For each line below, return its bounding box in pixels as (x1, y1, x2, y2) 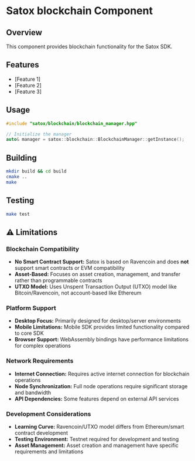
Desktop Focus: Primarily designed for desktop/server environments (14, 317, 182, 324)
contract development (14, 429, 69, 436)
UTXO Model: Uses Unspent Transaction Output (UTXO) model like (14, 283, 177, 290)
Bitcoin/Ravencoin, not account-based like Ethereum (14, 289, 142, 297)
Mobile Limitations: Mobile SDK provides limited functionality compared (14, 324, 189, 331)
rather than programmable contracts (14, 277, 102, 284)
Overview (6, 28, 43, 38)
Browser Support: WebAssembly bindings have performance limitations (14, 336, 189, 343)
